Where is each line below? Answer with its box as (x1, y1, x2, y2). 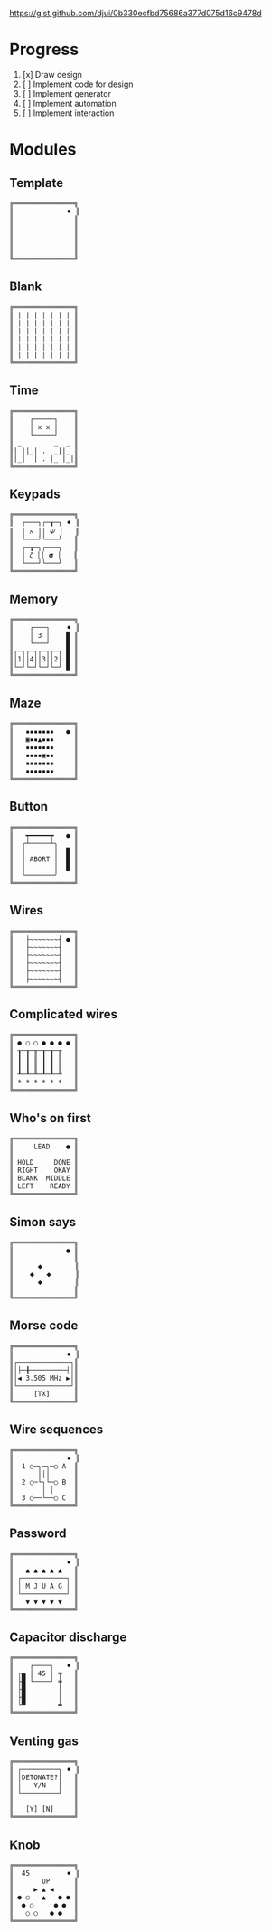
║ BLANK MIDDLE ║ (9, 1174, 79, 1183)
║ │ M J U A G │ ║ (9, 1581, 79, 1590)
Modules (9, 139, 77, 160)
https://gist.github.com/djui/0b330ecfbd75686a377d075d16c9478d (9, 8, 262, 18)
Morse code (9, 1318, 79, 1334)
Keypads (9, 486, 61, 501)
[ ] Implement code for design (22, 79, 134, 89)
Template (9, 175, 64, 191)
